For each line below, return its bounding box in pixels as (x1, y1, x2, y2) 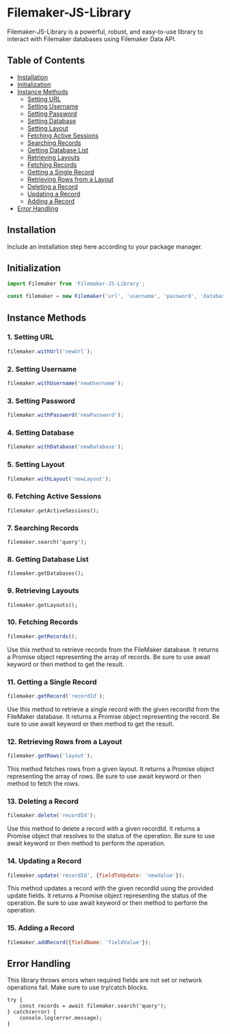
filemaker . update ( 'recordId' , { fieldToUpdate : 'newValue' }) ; (7, 872, 186, 879)
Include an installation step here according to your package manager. (7, 242, 203, 251)
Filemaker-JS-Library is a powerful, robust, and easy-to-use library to (7, 27, 203, 36)
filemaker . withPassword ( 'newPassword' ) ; (7, 412, 125, 419)
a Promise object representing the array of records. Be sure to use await (7, 652, 211, 660)
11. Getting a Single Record (7, 677, 97, 687)
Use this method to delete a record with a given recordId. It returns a (7, 825, 201, 833)
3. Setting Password (7, 396, 75, 406)
